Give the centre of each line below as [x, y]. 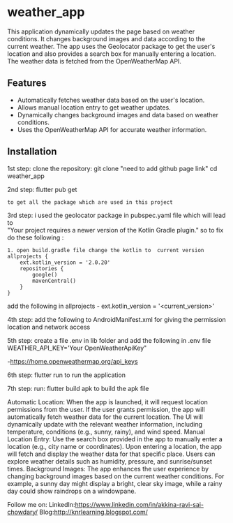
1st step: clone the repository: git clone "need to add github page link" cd [112, 168]
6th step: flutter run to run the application [66, 375]
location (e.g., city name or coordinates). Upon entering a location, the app [114, 446]
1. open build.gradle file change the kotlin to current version [106, 250]
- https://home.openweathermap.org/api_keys [73, 361]
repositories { [42, 268]
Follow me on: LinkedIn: [41, 504]
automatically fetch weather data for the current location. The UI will [105, 417]
